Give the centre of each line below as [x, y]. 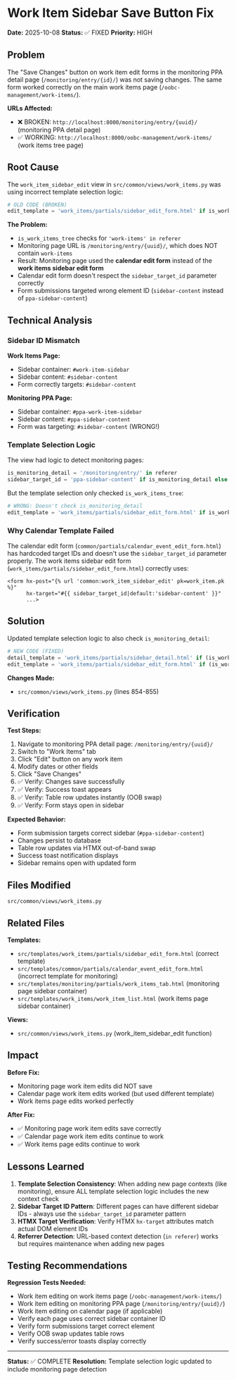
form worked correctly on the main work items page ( [84, 87]
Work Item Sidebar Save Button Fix [111, 13]
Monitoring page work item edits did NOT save [85, 1086]
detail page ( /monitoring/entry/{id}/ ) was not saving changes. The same [115, 80]
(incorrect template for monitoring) [67, 976]
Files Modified [39, 885]
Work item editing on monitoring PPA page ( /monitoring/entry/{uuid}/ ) [121, 1304]
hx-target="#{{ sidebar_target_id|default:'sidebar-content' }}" [123, 594]
